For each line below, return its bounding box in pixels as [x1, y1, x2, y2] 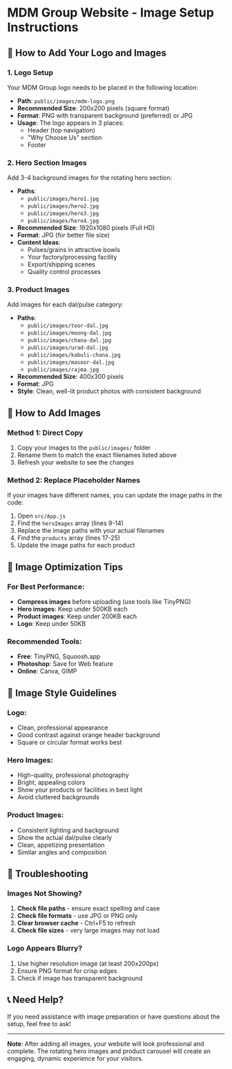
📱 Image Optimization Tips [7, 561, 123, 573]
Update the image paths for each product [17, 541, 135, 549]
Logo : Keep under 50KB [17, 620, 86, 628]
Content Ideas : [17, 238, 61, 246]
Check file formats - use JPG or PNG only [17, 912, 138, 920]
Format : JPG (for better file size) [17, 231, 110, 239]
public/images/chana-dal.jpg [27, 337, 112, 344]
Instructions [7, 19, 79, 35]
